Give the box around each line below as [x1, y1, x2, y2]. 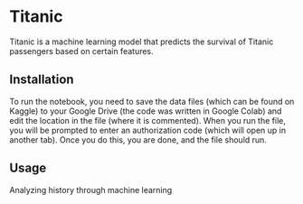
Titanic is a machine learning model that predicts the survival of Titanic [9, 36, 274, 47]
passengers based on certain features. [9, 45, 154, 56]
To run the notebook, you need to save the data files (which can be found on [9, 96, 295, 107]
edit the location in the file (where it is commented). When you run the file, [9, 115, 287, 125]
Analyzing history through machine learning [9, 184, 173, 195]
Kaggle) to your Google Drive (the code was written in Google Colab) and [9, 106, 282, 116]
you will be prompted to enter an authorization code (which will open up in [9, 125, 287, 135]
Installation [9, 72, 74, 88]
